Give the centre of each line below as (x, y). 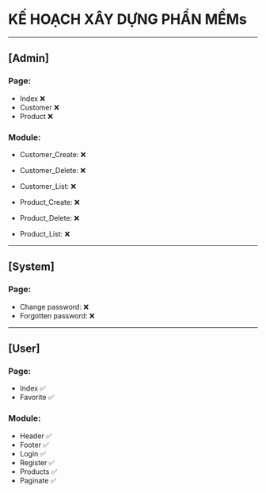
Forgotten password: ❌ (57, 315)
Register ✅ (37, 462)
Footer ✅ (34, 445)
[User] (25, 349)
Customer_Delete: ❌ (53, 170)
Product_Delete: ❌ (49, 218)
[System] (32, 267)
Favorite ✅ (37, 397)
